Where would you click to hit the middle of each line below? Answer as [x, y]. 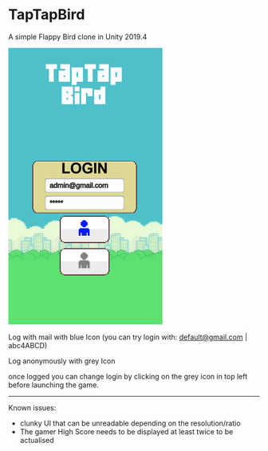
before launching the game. [54, 385]
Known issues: [32, 407]
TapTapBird [47, 15]
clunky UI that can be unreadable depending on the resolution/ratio [130, 423]
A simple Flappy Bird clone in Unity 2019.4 [78, 37]
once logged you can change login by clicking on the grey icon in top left [128, 376]
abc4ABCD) [28, 345]
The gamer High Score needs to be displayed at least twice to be [126, 431]
